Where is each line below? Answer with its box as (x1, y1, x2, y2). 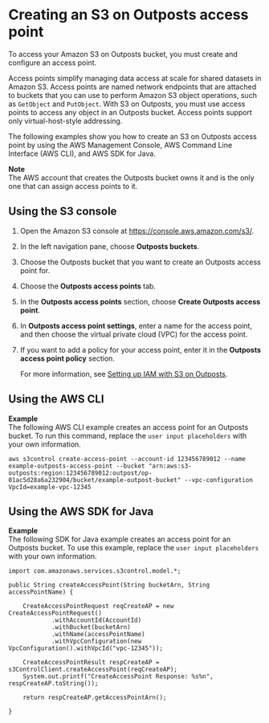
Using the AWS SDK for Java (8, 504, 154, 518)
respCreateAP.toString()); (8, 680, 99, 688)
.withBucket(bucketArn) (51, 623, 131, 631)
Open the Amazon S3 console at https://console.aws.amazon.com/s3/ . (19, 226, 255, 235)
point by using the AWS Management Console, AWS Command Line (8, 140, 233, 149)
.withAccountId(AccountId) (51, 616, 142, 624)
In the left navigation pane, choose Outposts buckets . (19, 241, 200, 251)
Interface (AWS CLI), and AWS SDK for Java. (8, 149, 157, 158)
